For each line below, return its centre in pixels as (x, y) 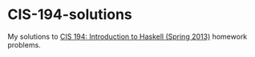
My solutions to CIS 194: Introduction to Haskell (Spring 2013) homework (127, 36)
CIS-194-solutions (70, 15)
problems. (24, 44)
